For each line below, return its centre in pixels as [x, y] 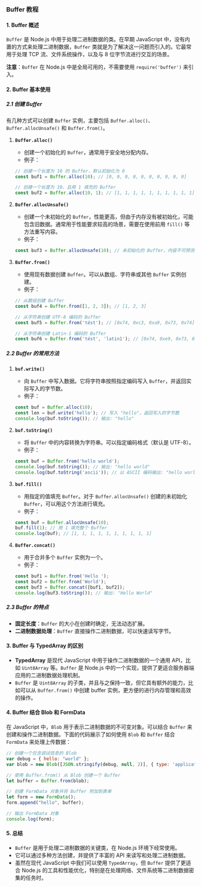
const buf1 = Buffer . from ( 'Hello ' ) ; [62, 576]
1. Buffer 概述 [23, 25]
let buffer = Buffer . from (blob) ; [48, 781]
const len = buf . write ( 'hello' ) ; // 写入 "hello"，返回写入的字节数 [97, 413]
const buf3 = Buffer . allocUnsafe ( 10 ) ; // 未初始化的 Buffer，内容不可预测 [105, 251]
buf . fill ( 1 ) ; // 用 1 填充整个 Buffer [61, 528]
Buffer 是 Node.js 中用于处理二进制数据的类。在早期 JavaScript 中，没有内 [98, 40]
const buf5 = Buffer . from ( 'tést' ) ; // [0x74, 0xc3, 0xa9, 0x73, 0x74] [105, 323]
